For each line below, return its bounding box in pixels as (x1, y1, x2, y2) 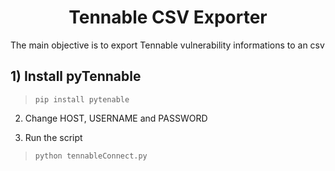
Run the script (24, 131, 83, 143)
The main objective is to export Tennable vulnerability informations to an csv (10, 39, 325, 51)
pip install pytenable (34, 94, 130, 105)
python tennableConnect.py (34, 151, 148, 161)
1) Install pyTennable (10, 68, 142, 85)
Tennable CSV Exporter (68, 6, 268, 29)
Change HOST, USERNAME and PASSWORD (24, 112, 208, 124)
